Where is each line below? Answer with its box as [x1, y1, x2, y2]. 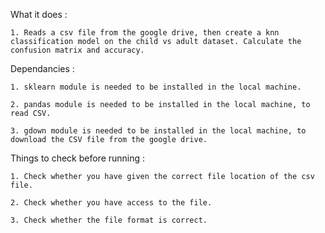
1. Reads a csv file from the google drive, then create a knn [10, 28, 280, 38]
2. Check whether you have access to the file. [10, 198, 213, 208]
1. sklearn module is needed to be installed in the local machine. [10, 82, 302, 92]
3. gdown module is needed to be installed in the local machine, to [10, 126, 307, 136]
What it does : [10, 9, 68, 20]
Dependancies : [10, 63, 75, 74]
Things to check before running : [10, 152, 146, 164]
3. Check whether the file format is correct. [10, 215, 208, 225]
